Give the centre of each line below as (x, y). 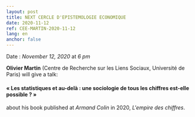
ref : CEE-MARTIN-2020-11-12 (41, 28)
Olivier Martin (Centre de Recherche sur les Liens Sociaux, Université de (96, 68)
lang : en (17, 34)
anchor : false (24, 39)
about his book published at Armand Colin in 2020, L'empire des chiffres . (96, 107)
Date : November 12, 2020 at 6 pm (48, 56)
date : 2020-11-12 (28, 23)
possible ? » (21, 94)
